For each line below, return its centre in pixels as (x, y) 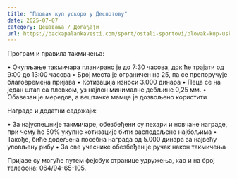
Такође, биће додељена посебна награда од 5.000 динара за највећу (112, 140)
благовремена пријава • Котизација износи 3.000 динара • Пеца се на (114, 82)
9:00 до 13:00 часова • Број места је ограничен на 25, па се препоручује (117, 75)
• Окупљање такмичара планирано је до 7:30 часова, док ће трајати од (116, 67)
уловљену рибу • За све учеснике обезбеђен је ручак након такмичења (117, 147)
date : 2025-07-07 (33, 20)
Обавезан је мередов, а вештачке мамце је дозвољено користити (107, 97)
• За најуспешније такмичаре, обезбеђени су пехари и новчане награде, (117, 125)
